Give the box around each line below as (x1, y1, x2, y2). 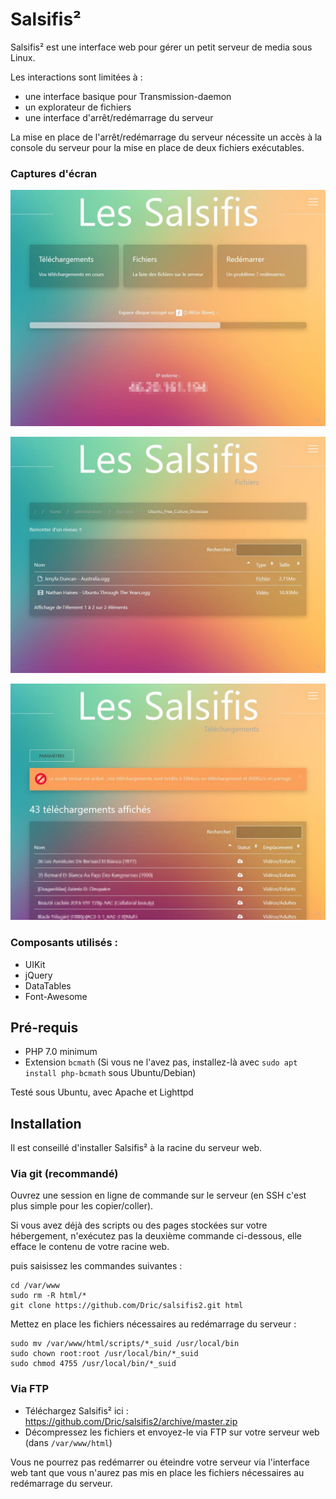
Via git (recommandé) (10, 1167, 119, 1181)
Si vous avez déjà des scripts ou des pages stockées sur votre (10, 1219, 268, 1232)
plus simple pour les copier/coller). (10, 1200, 154, 1212)
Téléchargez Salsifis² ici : (24, 1404, 129, 1417)
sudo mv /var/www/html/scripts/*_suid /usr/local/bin (10, 1339, 240, 1349)
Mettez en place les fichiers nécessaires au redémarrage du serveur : (10, 1318, 297, 1330)
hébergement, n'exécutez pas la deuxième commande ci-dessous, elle (10, 1230, 303, 1242)
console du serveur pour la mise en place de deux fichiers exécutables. (10, 141, 305, 153)
